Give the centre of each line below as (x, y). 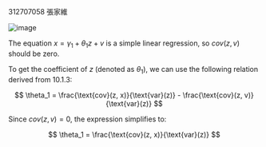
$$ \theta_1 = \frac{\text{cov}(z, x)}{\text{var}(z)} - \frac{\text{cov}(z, (129, 95)
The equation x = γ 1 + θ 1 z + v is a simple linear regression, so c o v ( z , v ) (124, 44)
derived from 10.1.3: (40, 79)
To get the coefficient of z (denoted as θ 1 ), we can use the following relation (133, 70)
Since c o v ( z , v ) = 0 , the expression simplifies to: (87, 119)
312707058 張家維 (38, 12)
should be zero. (34, 54)
